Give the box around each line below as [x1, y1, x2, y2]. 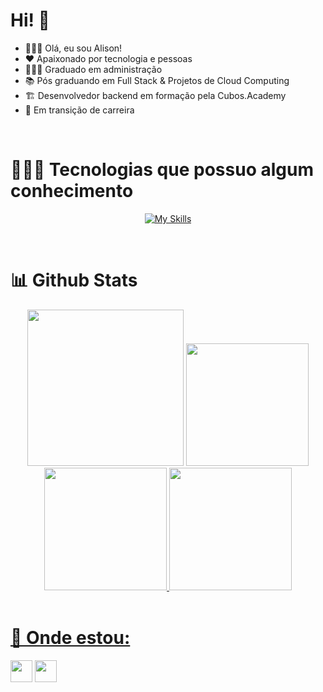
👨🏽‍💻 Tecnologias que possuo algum [10, 159, 314, 181]
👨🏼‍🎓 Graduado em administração [24, 63, 163, 75]
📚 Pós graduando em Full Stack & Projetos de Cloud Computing [24, 74, 290, 86]
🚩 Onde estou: [10, 627, 131, 649]
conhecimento [10, 180, 134, 203]
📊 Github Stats [10, 269, 138, 292]
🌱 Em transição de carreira [24, 104, 135, 116]
